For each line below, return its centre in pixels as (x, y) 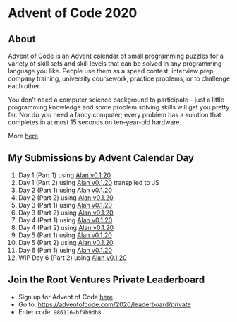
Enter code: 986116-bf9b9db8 (60, 311)
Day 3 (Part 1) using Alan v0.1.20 (65, 205)
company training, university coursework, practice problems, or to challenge (119, 78)
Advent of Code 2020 (73, 13)
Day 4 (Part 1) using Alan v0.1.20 (65, 220)
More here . (24, 136)
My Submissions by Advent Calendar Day (101, 158)
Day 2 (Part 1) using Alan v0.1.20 (65, 190)
